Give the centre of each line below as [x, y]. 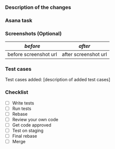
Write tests [23, 103]
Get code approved [32, 125]
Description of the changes [38, 7]
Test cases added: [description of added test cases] [58, 80]
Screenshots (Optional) [34, 33]
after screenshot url [84, 54]
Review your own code [35, 119]
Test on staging [28, 130]
